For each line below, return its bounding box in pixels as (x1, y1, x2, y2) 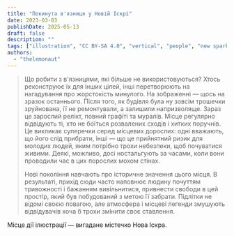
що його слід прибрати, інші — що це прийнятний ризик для (24, 134, 203, 142)
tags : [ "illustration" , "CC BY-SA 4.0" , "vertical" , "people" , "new (7, 43, 210, 50)
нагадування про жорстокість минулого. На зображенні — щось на (24, 89, 225, 98)
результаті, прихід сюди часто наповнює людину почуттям (24, 177, 201, 186)
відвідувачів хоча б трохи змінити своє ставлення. (24, 207, 175, 215)
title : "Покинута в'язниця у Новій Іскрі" (7, 10, 132, 17)
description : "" (7, 36, 54, 43)
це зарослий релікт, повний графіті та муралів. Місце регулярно (24, 112, 216, 120)
